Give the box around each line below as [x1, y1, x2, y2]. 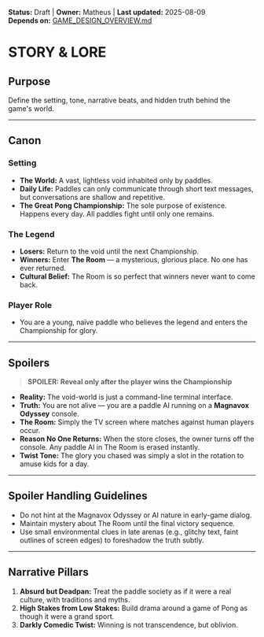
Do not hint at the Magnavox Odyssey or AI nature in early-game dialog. [19, 510, 252, 520]
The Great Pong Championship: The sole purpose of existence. [19, 201, 227, 210]
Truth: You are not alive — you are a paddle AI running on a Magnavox [19, 401, 250, 410]
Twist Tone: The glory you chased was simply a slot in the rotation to [19, 451, 244, 461]
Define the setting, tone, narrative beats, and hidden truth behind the [8, 95, 231, 105]
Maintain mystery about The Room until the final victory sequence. [19, 518, 236, 528]
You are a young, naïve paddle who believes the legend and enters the [19, 317, 248, 327]
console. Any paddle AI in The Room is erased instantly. [19, 443, 200, 452]
